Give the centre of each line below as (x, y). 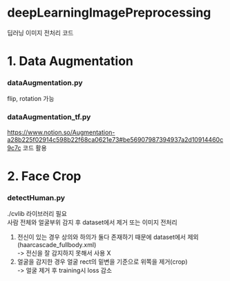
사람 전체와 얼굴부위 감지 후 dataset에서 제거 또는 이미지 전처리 (92, 222)
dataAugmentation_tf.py (49, 117)
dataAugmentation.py (45, 83)
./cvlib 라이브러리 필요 (37, 214)
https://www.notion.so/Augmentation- (61, 132)
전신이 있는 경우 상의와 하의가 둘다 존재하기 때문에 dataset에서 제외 (108, 237)
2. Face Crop (44, 176)
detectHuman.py (36, 197)
